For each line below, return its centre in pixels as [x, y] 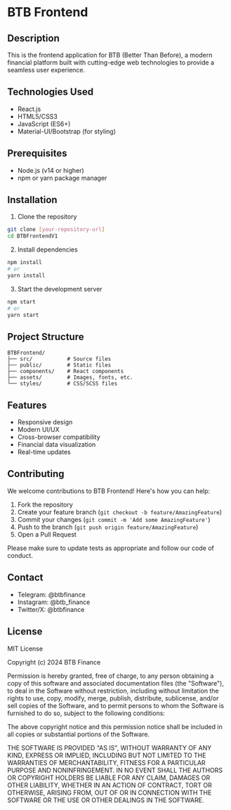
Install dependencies [48, 249]
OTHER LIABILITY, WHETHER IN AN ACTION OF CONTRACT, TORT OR [110, 785]
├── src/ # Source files [59, 359]
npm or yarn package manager [62, 178]
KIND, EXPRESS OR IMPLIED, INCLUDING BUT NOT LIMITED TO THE [107, 755]
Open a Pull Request [47, 534]
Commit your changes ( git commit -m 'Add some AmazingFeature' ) [114, 519]
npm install [25, 263]
